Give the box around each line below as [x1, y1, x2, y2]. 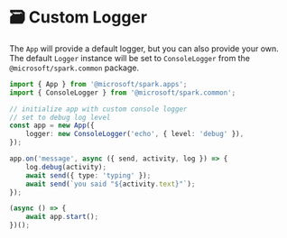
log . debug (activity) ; [25, 162, 106, 171]
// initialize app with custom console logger [9, 105, 188, 114]
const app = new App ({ [9, 121, 95, 131]
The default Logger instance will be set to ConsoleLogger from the [9, 52, 251, 63]
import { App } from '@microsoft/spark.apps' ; [9, 79, 188, 88]
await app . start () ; [25, 213, 99, 222]
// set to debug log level [9, 113, 111, 122]
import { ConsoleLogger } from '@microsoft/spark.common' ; [9, 87, 236, 97]
